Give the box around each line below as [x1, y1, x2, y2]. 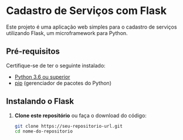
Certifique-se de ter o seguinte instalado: [6, 62, 106, 69]
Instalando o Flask [6, 96, 74, 106]
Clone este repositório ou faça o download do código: [14, 112, 147, 119]
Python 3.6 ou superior [14, 73, 70, 80]
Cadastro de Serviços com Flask [6, 4, 167, 17]
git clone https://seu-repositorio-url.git [14, 123, 123, 129]
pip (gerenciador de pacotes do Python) [14, 79, 111, 86]
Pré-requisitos [6, 47, 60, 57]
